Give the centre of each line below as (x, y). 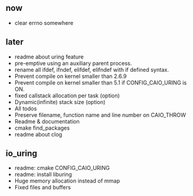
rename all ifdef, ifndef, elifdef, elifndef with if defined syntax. (92, 69)
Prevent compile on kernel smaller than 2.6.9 (71, 76)
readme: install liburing (43, 175)
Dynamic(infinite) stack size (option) (60, 102)
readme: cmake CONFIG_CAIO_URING (62, 168)
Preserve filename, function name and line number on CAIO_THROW (100, 115)
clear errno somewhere (44, 23)
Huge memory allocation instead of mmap (67, 181)
